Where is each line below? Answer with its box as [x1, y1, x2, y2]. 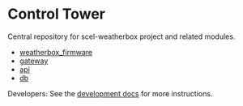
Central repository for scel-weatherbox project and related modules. [7, 32, 236, 41]
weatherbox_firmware [19, 47, 93, 57]
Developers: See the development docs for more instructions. [7, 88, 213, 98]
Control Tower [7, 5, 106, 23]
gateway [19, 56, 49, 66]
